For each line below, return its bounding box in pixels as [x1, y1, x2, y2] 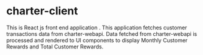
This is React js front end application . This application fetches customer [6, 24, 187, 31]
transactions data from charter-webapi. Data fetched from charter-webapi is [6, 30, 198, 37]
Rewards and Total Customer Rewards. [6, 43, 104, 50]
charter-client [6, 4, 78, 18]
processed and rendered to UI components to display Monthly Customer [6, 36, 188, 44]
